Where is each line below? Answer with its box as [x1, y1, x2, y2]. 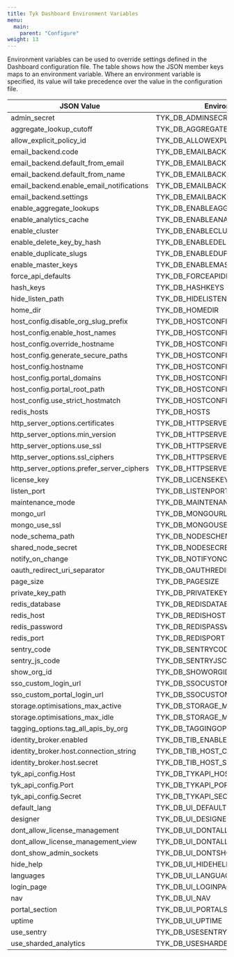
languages [10, 871, 45, 880]
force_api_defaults [10, 271, 71, 281]
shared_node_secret [10, 543, 78, 553]
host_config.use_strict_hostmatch [10, 396, 121, 406]
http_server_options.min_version [10, 429, 116, 439]
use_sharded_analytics [10, 939, 86, 949]
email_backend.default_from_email [10, 158, 124, 168]
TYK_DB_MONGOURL [155, 509, 228, 519]
